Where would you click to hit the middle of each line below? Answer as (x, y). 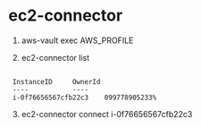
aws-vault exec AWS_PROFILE (77, 40)
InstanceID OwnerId (56, 81)
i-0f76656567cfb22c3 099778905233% (84, 97)
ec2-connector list (55, 57)
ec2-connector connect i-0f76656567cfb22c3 (107, 114)
